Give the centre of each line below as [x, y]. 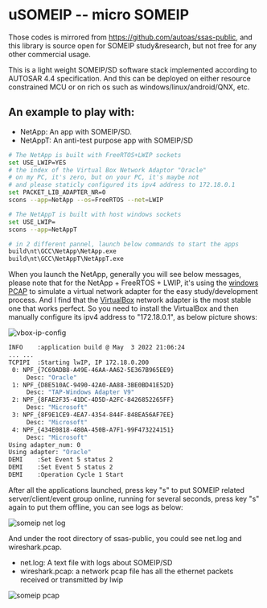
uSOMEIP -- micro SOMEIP [99, 15]
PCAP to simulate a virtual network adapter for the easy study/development [133, 292]
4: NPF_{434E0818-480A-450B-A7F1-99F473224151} [93, 430]
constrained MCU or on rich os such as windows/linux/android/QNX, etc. [129, 87]
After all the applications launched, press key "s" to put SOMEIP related [127, 490]
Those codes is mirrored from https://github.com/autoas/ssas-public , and [131, 37]
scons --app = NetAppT [43, 230]
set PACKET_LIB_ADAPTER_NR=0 [57, 192]
